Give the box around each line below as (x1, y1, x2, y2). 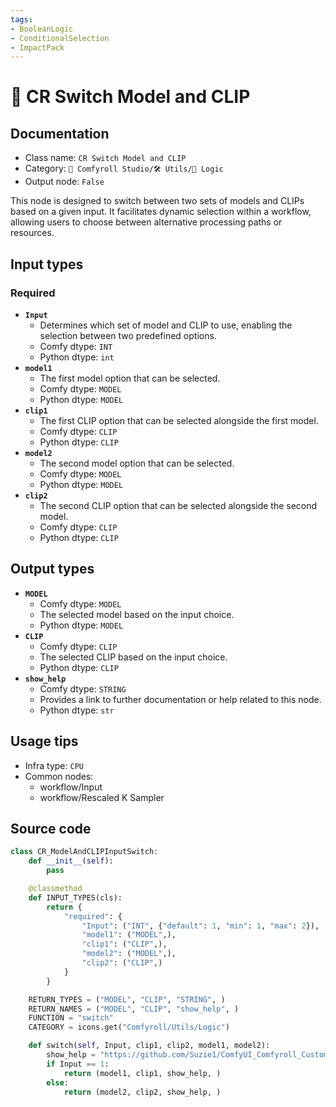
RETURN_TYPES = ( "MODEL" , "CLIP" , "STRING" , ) (28, 994, 226, 1005)
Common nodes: (24, 770, 94, 782)
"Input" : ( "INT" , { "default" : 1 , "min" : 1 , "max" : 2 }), (81, 921, 320, 931)
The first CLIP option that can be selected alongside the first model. (39, 414, 319, 426)
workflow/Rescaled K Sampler (39, 791, 165, 803)
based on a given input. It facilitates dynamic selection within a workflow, (10, 206, 312, 218)
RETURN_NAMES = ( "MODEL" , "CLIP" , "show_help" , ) (28, 1004, 240, 1014)
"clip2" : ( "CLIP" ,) (81, 958, 163, 968)
